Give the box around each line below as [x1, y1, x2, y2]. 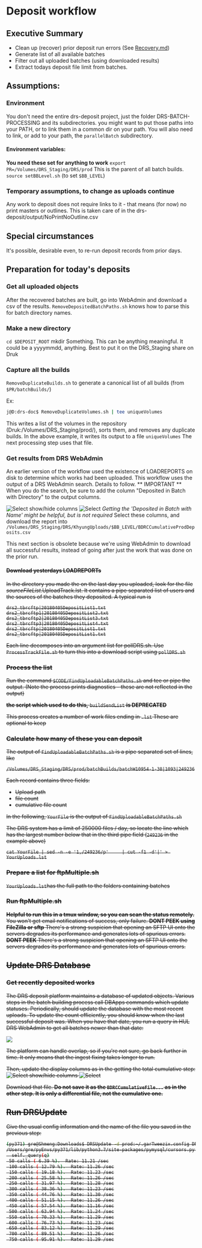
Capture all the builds [6, 365, 70, 374]
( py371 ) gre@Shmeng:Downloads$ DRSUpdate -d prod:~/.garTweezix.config [6, 1141, 189, 1147]
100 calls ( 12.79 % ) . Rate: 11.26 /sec [8, 1164, 114, 1170]
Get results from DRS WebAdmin [6, 454, 103, 462]
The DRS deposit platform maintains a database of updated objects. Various [6, 992, 194, 999]
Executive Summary [6, 28, 84, 39]
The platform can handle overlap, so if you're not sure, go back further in [6, 1047, 187, 1054]
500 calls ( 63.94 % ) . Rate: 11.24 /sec [8, 1208, 114, 1214]
